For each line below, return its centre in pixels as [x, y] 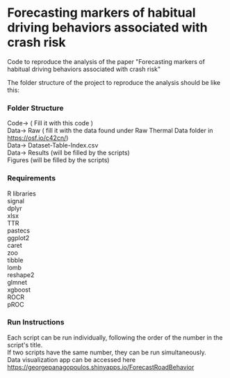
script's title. [25, 345]
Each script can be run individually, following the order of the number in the [115, 337]
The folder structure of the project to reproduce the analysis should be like [114, 82]
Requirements [32, 178]
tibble [15, 260]
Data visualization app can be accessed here [72, 359]
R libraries [22, 194]
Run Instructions [36, 322]
